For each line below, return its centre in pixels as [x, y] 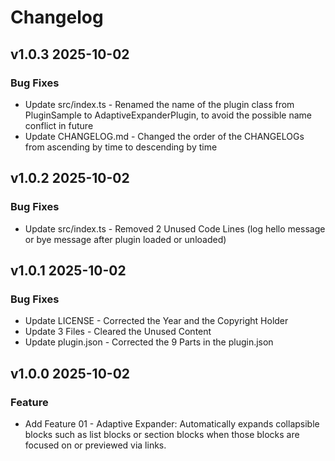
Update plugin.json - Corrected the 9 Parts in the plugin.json [149, 342]
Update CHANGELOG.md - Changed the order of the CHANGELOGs [164, 136]
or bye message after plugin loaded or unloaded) [125, 239]
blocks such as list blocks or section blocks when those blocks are [162, 434]
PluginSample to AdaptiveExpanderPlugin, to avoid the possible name [168, 115]
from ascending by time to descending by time [121, 147]
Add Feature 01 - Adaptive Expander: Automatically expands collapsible [172, 423]
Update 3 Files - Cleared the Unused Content [118, 332]
